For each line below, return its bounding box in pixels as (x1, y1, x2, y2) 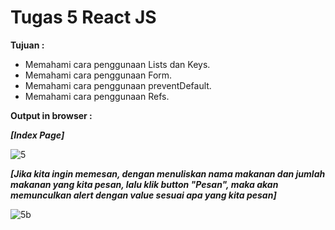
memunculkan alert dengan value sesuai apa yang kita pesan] (10, 189, 277, 201)
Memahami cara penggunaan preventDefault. (24, 79, 212, 91)
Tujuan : (10, 39, 45, 51)
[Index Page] (10, 129, 65, 141)
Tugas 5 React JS (10, 6, 157, 29)
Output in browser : (10, 109, 93, 121)
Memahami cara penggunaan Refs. (24, 90, 170, 102)
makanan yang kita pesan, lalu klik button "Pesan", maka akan (10, 178, 279, 190)
